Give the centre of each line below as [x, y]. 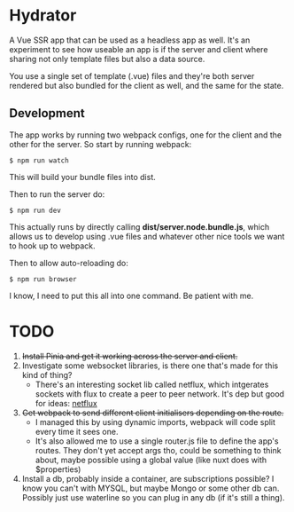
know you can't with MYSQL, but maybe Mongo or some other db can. [151, 488]
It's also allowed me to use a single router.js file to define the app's [157, 441]
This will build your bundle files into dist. [83, 177]
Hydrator [43, 16]
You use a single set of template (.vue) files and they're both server [132, 75]
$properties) [58, 469]
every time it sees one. [77, 431]
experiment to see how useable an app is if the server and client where [139, 49]
